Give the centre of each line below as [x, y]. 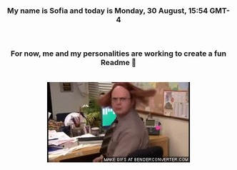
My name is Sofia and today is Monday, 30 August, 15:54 [107, 11]
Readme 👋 [118, 63]
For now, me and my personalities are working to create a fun [118, 54]
